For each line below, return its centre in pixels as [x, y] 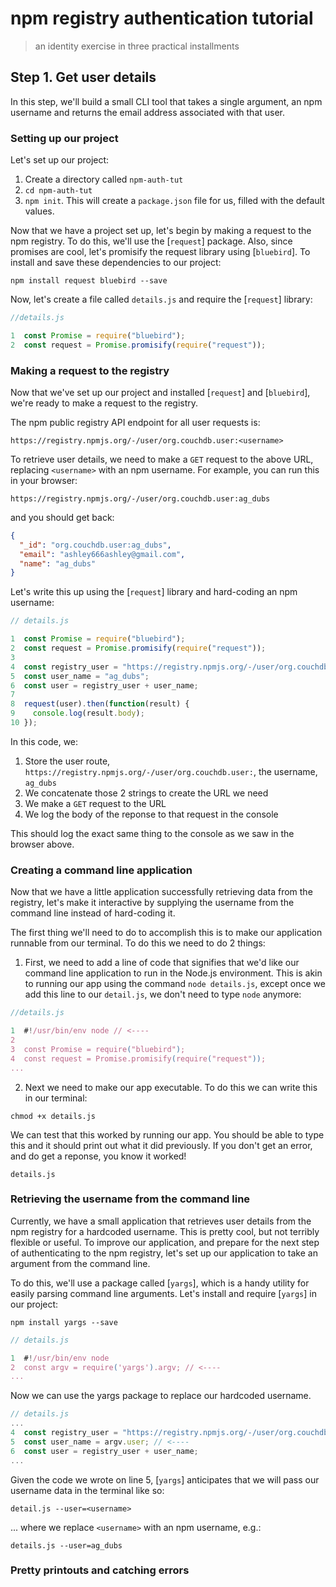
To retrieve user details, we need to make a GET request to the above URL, [162, 459]
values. [39, 211]
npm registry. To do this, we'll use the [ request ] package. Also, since [151, 241]
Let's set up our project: [60, 160]
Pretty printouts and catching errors [100, 1570]
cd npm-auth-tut [58, 191]
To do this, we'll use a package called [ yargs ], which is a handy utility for [160, 1283]
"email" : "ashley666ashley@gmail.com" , [102, 554]
